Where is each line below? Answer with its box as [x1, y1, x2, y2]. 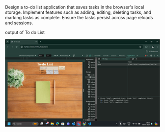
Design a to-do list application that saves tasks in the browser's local [5, 4, 144, 10]
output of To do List [5, 30, 45, 35]
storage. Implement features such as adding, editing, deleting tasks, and [5, 9, 151, 15]
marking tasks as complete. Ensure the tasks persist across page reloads [5, 15, 153, 20]
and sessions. [5, 20, 33, 26]
